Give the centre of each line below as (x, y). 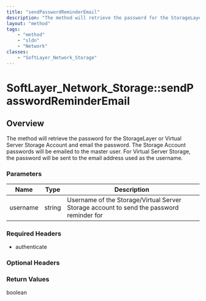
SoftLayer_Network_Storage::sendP (100, 88)
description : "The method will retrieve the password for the (87, 18)
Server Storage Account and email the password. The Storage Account (96, 145)
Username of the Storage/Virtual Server (124, 200)
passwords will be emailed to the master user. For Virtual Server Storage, (99, 151)
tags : (13, 29)
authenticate (31, 247)
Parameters (24, 173)
